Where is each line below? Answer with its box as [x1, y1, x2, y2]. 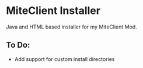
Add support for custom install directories [14, 55, 115, 62]
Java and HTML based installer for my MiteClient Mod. [6, 23, 137, 30]
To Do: [6, 40, 30, 50]
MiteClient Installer [6, 4, 101, 17]
